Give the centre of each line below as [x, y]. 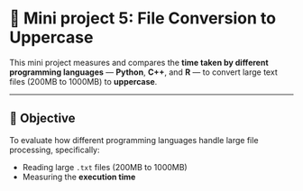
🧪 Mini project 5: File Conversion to [143, 18]
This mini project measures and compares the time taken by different [139, 62]
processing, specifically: [55, 150]
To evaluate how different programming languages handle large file [134, 140]
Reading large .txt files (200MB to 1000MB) [105, 167]
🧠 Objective [42, 118]
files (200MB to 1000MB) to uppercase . [83, 81]
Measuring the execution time [79, 177]
